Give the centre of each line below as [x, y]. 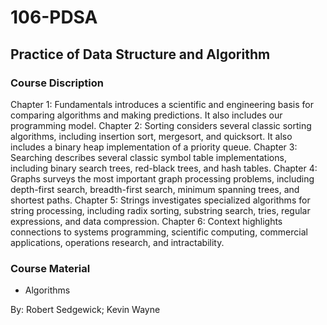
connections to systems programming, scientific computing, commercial [159, 232]
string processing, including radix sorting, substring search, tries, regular [160, 210]
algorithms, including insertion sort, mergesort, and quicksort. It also [151, 136]
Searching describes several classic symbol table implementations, [148, 157]
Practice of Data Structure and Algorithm [140, 54]
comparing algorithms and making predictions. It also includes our [146, 115]
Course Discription [57, 83]
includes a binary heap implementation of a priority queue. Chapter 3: [154, 147]
